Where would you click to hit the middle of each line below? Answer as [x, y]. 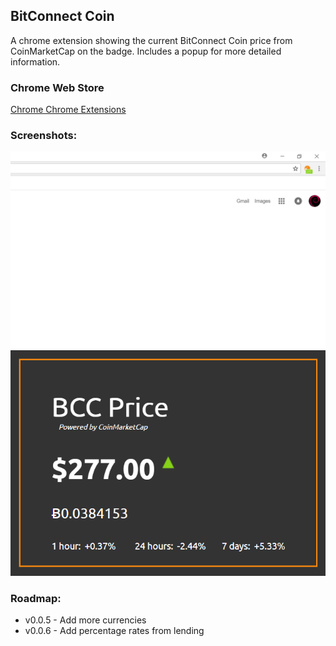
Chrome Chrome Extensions [68, 110]
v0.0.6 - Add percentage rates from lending [114, 631]
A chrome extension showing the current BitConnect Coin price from [151, 40]
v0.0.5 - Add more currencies [85, 620]
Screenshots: [44, 136]
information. [35, 61]
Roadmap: [36, 598]
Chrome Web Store [57, 87]
